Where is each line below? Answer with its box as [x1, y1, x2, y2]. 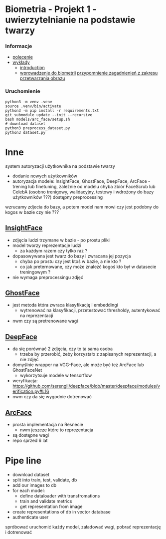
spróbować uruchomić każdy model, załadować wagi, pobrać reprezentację [5, 523, 161, 529]
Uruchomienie [5, 88, 41, 95]
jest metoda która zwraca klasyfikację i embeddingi [12, 302, 119, 308]
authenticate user [12, 514, 49, 520]
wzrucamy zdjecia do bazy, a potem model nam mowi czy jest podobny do [5, 204, 159, 210]
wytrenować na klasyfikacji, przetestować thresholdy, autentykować [19, 307, 161, 314]
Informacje [5, 43, 32, 50]
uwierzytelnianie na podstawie [5, 14, 136, 26]
